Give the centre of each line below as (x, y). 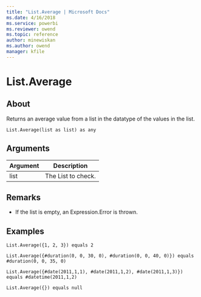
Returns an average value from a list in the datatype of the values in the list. (101, 119)
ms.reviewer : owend (31, 29)
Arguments (28, 149)
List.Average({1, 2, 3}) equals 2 (50, 245)
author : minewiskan (31, 40)
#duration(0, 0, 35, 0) (36, 261)
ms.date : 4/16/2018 (31, 18)
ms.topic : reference (32, 35)
